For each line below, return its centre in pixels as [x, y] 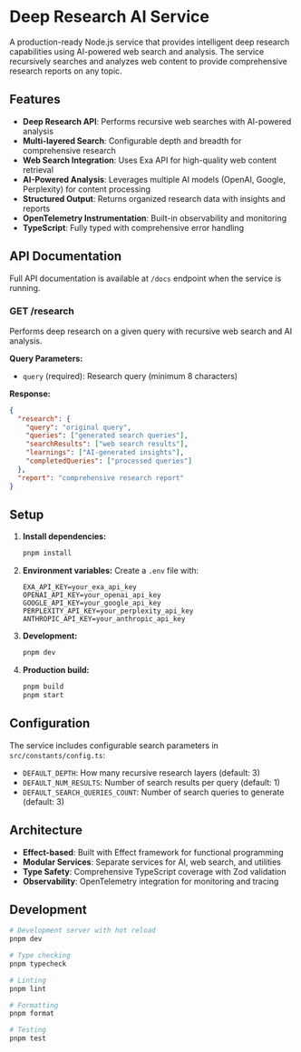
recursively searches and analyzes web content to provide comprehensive [148, 61]
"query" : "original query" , [78, 427]
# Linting [28, 980]
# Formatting [34, 1005]
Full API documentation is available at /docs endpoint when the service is [146, 278]
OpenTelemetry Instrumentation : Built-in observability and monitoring [155, 218]
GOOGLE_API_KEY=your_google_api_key [92, 603]
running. [25, 287]
